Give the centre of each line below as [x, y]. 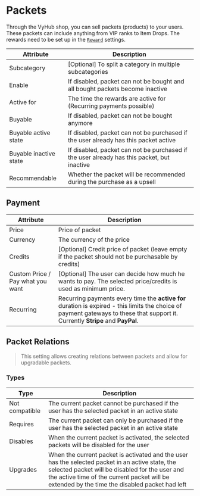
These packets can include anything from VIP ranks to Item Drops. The [93, 33]
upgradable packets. [46, 362]
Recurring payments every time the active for [122, 298]
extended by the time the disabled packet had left [118, 484]
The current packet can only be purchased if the [116, 420]
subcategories [88, 71]
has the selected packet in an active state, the [112, 462]
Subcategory [27, 68]
